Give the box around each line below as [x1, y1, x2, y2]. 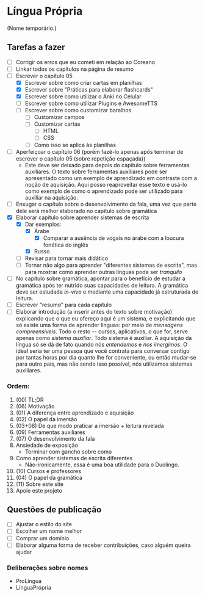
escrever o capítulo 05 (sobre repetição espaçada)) [15, 154, 146, 162]
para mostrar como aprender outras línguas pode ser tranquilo [24, 269, 182, 276]
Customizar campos [34, 114, 85, 121]
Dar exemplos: [24, 220, 62, 228]
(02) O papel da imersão [15, 415, 77, 422]
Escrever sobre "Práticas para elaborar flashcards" [24, 86, 153, 93]
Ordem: [7, 382, 30, 391]
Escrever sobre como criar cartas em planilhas [24, 79, 142, 86]
